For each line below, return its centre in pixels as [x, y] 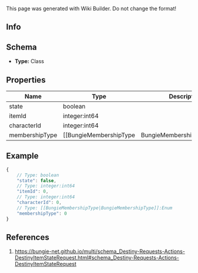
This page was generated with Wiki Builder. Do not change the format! [91, 9]
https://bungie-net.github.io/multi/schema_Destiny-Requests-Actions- [100, 251]
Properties [26, 80]
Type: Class [29, 61]
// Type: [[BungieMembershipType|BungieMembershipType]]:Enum [95, 208]
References [28, 237]
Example [22, 156]
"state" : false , [37, 180]
